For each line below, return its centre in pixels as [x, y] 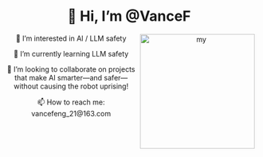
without [26, 86]
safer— [116, 77]
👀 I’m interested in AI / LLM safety [71, 38]
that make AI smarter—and [58, 77]
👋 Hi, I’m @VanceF [129, 16]
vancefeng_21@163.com [71, 113]
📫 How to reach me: [71, 102]
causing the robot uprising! [84, 86]
